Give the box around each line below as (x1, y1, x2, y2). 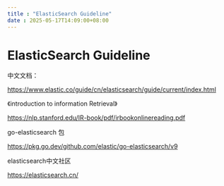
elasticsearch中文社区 (7, 156, 71, 166)
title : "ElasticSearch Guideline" (7, 10, 112, 18)
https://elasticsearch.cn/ (7, 170, 79, 180)
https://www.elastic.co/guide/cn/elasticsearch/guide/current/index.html (7, 85, 217, 94)
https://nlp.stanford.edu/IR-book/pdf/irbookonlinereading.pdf (7, 113, 186, 122)
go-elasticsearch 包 (7, 128, 65, 137)
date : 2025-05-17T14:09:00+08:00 (7, 17, 110, 24)
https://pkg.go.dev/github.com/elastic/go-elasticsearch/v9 (7, 142, 178, 151)
